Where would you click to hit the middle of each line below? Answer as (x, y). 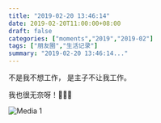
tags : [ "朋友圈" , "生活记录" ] (53, 46)
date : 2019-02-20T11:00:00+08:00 (65, 23)
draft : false (30, 31)
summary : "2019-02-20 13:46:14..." (68, 53)
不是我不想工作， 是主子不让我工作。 (70, 77)
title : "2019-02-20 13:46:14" (59, 16)
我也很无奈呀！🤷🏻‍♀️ (40, 95)
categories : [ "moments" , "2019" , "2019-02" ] (81, 38)
